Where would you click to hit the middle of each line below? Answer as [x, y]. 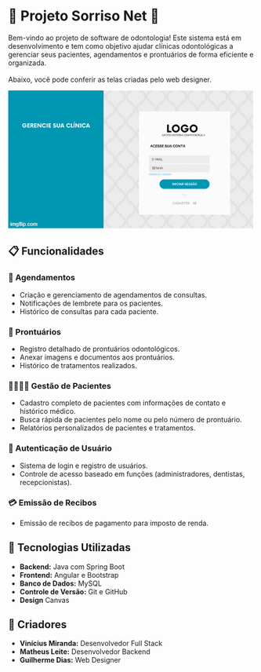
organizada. [27, 63]
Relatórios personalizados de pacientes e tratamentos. [107, 428]
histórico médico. [47, 411]
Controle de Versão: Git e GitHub [73, 591]
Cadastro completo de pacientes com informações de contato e [122, 403]
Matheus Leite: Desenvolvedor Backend [85, 652]
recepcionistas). [45, 482]
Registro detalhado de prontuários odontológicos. [100, 349]
